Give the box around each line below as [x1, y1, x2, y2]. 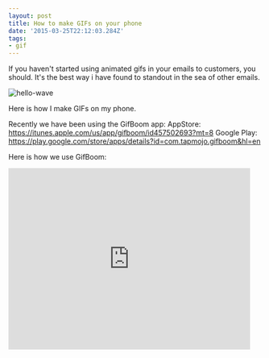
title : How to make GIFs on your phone [8, 19, 143, 27]
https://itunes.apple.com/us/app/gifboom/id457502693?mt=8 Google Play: [8, 128, 258, 138]
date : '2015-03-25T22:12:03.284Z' [8, 27, 125, 35]
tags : [8, 34, 27, 43]
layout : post [8, 11, 52, 20]
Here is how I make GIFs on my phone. [8, 104, 137, 114]
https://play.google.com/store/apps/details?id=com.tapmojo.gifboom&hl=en [8, 136, 261, 146]
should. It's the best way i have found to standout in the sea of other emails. [8, 73, 260, 82]
